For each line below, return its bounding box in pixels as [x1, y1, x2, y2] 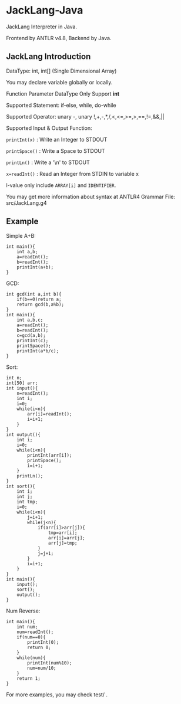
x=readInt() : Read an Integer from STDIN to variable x [6, 170, 139, 177]
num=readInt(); [16, 629, 54, 635]
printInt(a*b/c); [16, 348, 59, 354]
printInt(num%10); [27, 660, 72, 666]
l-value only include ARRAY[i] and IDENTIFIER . [6, 181, 116, 189]
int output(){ [6, 431, 41, 437]
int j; [16, 493, 33, 499]
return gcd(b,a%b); [16, 302, 65, 307]
